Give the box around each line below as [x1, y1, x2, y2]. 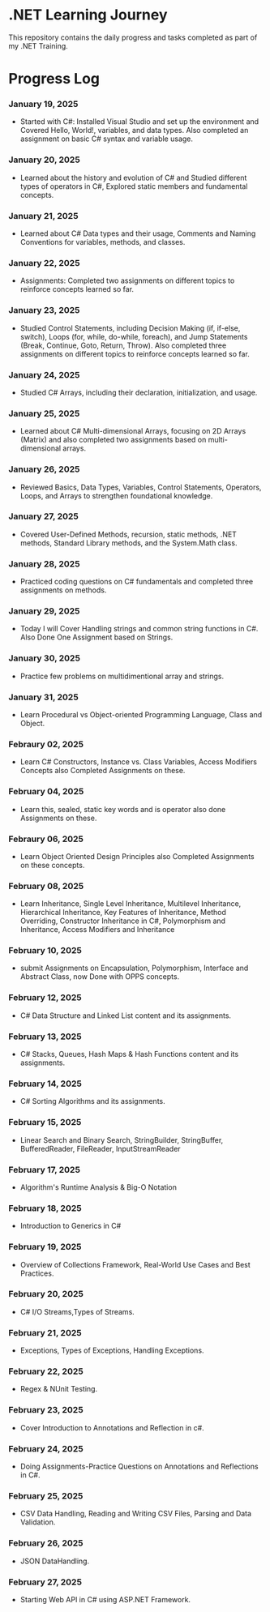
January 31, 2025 [8, 691, 79, 703]
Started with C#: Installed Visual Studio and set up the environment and [19, 117, 259, 126]
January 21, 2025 [8, 210, 79, 221]
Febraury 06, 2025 [8, 833, 84, 844]
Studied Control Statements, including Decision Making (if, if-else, [19, 323, 241, 333]
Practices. [19, 1268, 54, 1278]
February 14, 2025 [8, 1078, 83, 1089]
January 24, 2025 [8, 369, 80, 380]
